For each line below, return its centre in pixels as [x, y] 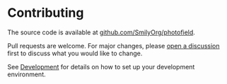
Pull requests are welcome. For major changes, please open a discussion [114, 45]
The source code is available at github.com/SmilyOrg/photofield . [101, 32]
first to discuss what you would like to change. [75, 53]
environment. [27, 74]
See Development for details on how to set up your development [101, 66]
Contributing [46, 13]
